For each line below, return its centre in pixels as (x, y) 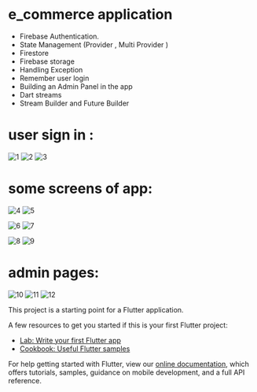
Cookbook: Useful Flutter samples (75, 349)
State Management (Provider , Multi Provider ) (94, 44)
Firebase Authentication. (59, 36)
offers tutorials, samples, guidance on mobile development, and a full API (127, 372)
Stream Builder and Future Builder (74, 103)
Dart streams (40, 94)
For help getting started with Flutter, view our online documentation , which (129, 364)
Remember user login (54, 78)
